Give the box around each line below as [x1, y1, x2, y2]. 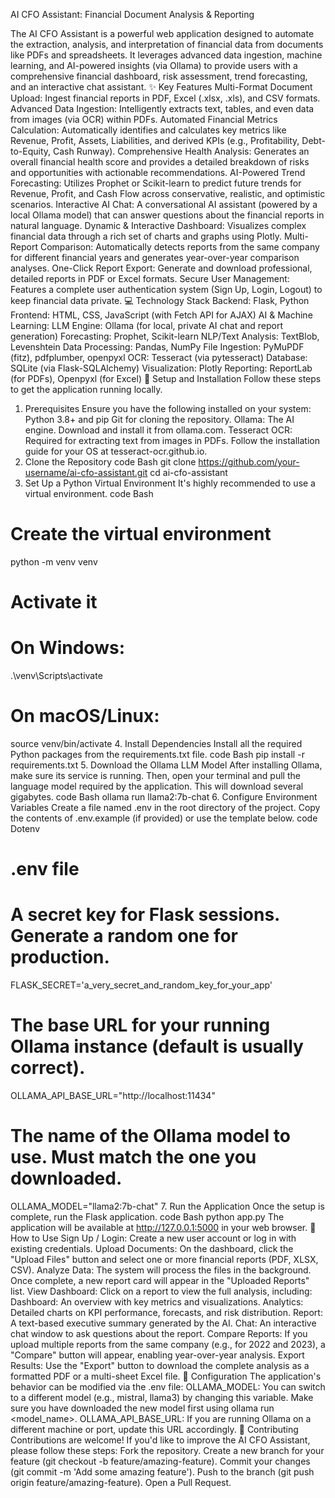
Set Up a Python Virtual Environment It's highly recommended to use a [24, 477, 316, 489]
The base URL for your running [10, 1014, 271, 1037]
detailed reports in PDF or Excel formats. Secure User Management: [10, 273, 290, 284]
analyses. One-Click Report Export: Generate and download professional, [10, 262, 313, 274]
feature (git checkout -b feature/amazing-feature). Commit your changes [10, 1455, 311, 1467]
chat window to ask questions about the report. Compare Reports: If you [10, 1328, 308, 1339]
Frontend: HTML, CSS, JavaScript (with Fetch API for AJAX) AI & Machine [10, 309, 313, 321]
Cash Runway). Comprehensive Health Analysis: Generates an [53, 145, 310, 157]
